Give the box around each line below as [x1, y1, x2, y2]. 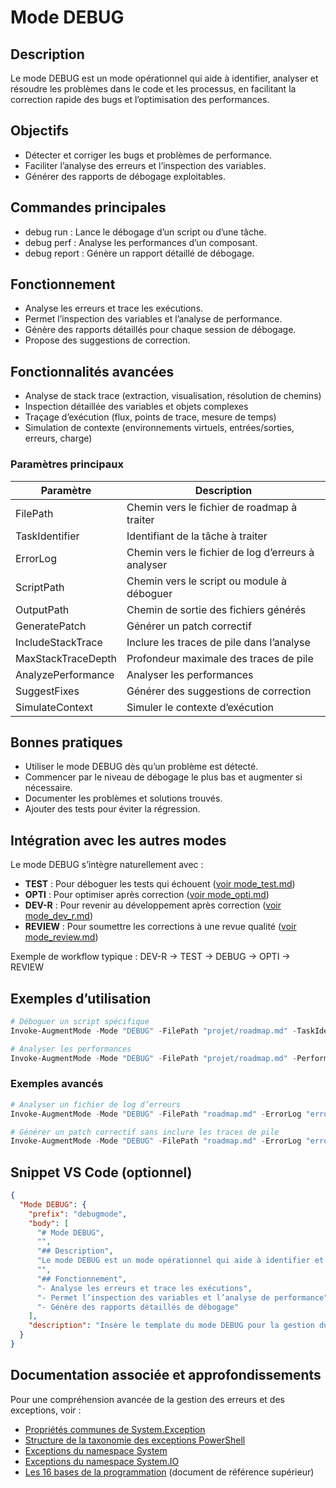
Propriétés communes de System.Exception [24, 1423, 206, 1435]
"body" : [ [28, 1218, 70, 1228]
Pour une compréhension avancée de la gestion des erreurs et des [10, 1393, 285, 1405]
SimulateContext [15, 700, 93, 714]
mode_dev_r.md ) [24, 910, 94, 922]
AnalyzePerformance [15, 667, 115, 681]
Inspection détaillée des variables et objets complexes [24, 401, 249, 413]
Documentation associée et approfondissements [10, 1367, 322, 1384]
